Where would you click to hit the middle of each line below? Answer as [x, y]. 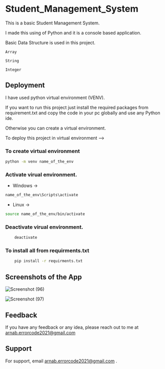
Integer [13, 70]
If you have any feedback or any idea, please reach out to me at [72, 327]
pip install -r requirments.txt [48, 261]
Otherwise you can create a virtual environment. [56, 128]
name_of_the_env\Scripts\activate [42, 195]
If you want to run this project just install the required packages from [77, 107]
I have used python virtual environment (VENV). [55, 98]
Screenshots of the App [44, 277]
